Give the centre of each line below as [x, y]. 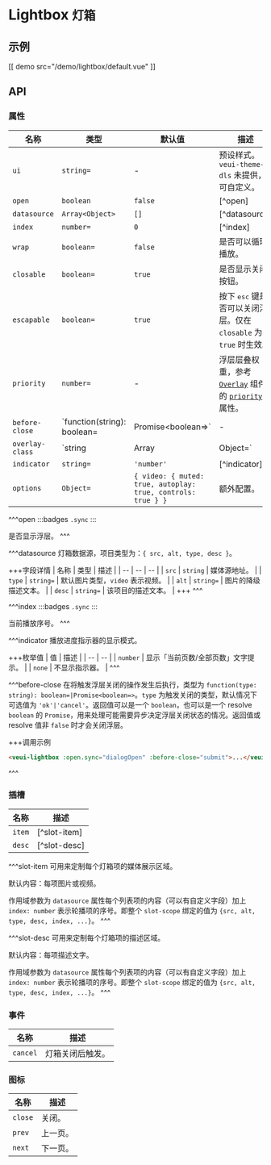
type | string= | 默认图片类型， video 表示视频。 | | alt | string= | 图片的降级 [134, 580]
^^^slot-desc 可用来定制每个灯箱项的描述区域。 [87, 937]
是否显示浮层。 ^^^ [39, 536]
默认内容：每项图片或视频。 [54, 883]
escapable [31, 319]
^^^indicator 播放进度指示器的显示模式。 [75, 640]
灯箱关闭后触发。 [78, 1054]
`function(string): [94, 421]
